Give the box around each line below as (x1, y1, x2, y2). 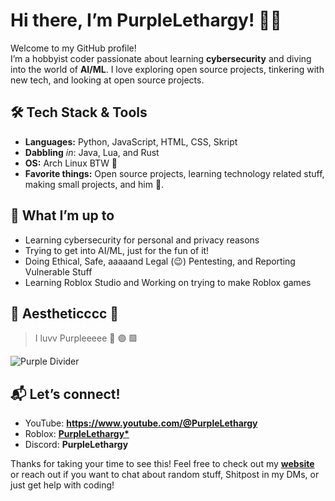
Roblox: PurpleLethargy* (24, 428, 130, 440)
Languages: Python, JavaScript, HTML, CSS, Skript (24, 135, 238, 148)
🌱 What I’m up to (10, 207, 115, 224)
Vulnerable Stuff (24, 265, 93, 278)
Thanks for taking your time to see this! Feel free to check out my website (10, 458, 315, 470)
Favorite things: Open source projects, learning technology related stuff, (24, 167, 325, 179)
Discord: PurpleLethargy (24, 439, 129, 451)
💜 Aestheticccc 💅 (10, 305, 120, 322)
